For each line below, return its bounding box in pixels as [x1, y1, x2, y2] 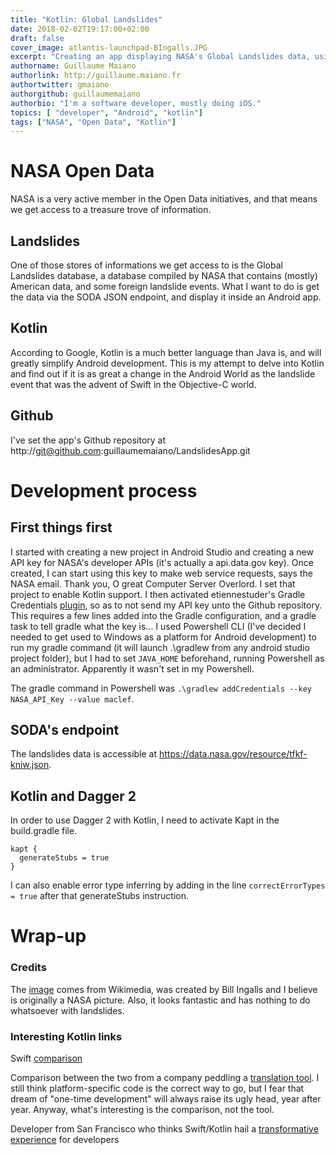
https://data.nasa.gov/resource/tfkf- [158, 748, 308, 760]
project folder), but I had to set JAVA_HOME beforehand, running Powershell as [10, 652, 325, 664]
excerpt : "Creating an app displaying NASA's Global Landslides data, [10, 52, 311, 62]
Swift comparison [10, 1052, 83, 1065]
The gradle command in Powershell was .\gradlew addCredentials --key [10, 682, 312, 694]
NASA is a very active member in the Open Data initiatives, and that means [10, 193, 318, 205]
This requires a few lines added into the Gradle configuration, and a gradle [10, 609, 317, 621]
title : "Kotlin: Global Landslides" [10, 14, 163, 25]
